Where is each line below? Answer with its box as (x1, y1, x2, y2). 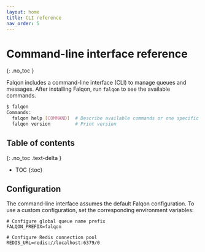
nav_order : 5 (6, 20, 40, 26)
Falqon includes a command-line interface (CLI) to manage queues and (6, 79, 187, 86)
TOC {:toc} (15, 166, 43, 174)
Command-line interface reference (6, 47, 188, 61)
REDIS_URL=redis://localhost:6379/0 (6, 240, 100, 246)
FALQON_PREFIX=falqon (6, 224, 62, 230)
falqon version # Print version (12, 121, 117, 127)
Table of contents (6, 138, 75, 148)
